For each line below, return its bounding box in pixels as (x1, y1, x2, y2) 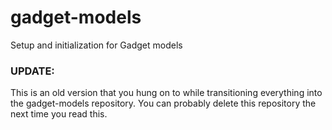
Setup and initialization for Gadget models (10, 39, 183, 51)
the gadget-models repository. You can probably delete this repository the (10, 97, 317, 110)
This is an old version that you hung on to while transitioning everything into (10, 87, 323, 99)
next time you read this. (10, 108, 108, 120)
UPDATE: (10, 64, 55, 78)
